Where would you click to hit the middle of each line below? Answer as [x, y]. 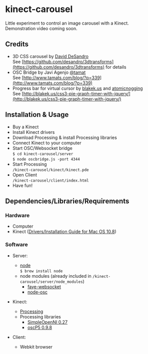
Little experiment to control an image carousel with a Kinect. [67, 23]
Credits [17, 44]
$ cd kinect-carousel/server [43, 154]
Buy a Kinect [25, 127]
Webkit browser [36, 346]
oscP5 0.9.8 [40, 327]
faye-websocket [44, 286]
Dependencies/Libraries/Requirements [67, 201]
